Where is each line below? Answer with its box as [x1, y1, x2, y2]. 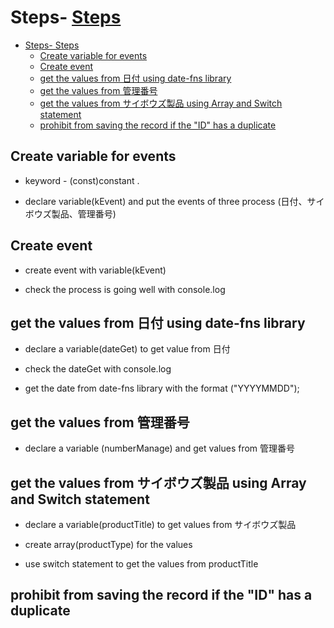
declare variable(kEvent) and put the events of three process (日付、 [24, 195, 308, 207]
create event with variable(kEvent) [24, 264, 167, 276]
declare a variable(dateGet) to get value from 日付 [24, 343, 231, 355]
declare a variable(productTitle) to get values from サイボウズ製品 [24, 519, 297, 530]
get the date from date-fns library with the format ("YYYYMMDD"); [24, 382, 300, 395]
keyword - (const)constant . [24, 174, 140, 186]
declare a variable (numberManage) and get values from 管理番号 [24, 442, 296, 455]
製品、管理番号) [51, 207, 117, 220]
